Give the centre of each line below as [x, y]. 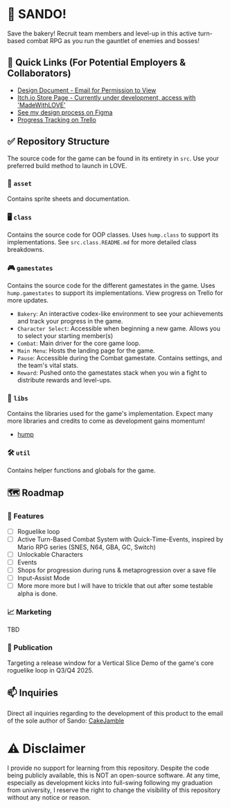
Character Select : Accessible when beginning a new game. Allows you [118, 328]
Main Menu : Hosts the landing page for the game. [86, 351]
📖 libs [18, 398]
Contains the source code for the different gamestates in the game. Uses [111, 286]
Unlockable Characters [50, 554]
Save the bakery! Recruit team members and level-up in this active [102, 33]
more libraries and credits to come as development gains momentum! [106, 421]
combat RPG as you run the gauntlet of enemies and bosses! [113, 40]
